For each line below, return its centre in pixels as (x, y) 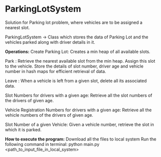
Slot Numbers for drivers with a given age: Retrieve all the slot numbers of (79, 95)
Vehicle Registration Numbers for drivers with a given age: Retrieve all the (78, 110)
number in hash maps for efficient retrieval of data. (56, 71)
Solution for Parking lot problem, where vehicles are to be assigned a (74, 22)
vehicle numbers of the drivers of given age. (49, 115)
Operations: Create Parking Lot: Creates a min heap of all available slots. (78, 52)
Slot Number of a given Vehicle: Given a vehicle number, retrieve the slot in (80, 124)
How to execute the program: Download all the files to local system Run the (81, 139)
